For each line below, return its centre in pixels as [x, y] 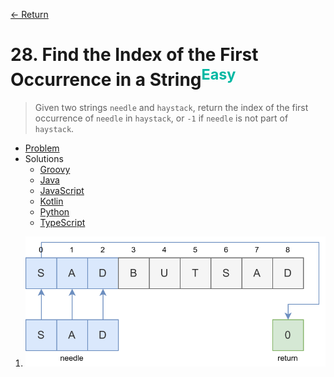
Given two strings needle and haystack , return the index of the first [171, 108]
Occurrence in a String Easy [123, 78]
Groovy [55, 170]
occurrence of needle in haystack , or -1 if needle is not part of [161, 118]
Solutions [44, 159]
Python [54, 212]
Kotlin [51, 201]
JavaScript [62, 191]
